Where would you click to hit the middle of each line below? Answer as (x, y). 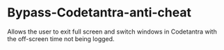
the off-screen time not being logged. (61, 38)
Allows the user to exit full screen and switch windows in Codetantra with (112, 32)
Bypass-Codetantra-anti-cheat (99, 13)
